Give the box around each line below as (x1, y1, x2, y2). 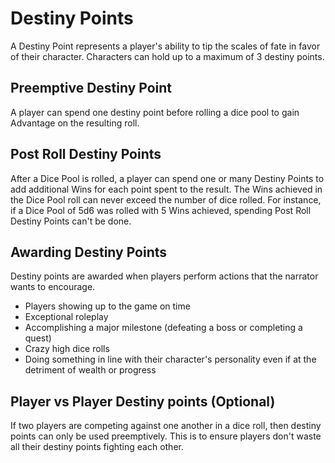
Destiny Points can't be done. (10, 215, 132, 227)
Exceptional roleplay (24, 311, 109, 323)
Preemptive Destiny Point (10, 80, 173, 97)
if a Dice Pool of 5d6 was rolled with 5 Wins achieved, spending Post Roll (10, 204, 312, 216)
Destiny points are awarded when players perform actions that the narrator (10, 270, 319, 282)
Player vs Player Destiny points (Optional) (10, 393, 276, 410)
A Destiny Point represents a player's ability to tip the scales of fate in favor (10, 40, 321, 52)
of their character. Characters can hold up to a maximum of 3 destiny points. (10, 50, 325, 62)
